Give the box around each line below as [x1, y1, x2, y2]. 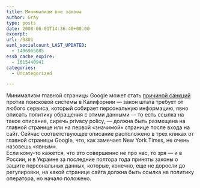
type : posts [6, 20, 36, 26]
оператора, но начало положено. [6, 175, 92, 182]
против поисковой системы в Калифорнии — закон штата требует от [6, 99, 184, 106]
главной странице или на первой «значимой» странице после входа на [6, 124, 190, 131]
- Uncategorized [11, 70, 52, 76]
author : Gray [6, 14, 39, 20]
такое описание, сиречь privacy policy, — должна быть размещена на [6, 118, 186, 125]
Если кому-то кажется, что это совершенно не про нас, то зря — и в [6, 150, 183, 157]
